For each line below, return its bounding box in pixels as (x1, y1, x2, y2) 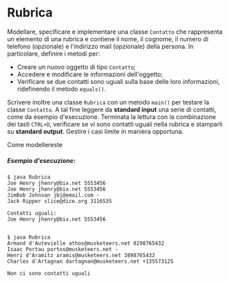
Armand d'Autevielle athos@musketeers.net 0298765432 (7, 239, 165, 247)
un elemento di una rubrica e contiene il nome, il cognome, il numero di (7, 34, 208, 43)
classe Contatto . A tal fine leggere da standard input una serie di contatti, (7, 105, 217, 113)
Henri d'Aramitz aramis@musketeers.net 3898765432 (7, 252, 155, 259)
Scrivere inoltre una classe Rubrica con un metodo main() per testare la (7, 98, 210, 106)
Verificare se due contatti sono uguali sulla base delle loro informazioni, (17, 77, 220, 85)
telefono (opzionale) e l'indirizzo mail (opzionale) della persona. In (7, 42, 194, 50)
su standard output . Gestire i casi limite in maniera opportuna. (7, 127, 184, 135)
